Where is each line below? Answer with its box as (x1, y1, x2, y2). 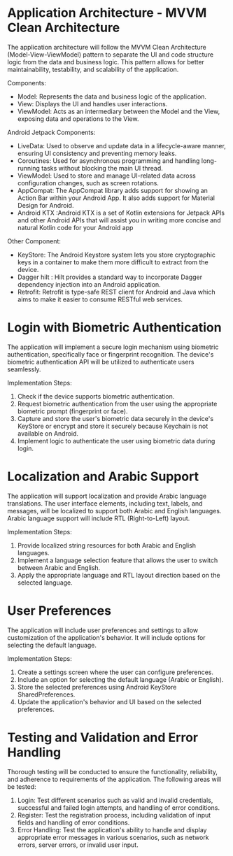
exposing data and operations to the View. (17, 114, 139, 123)
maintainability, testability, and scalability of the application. (7, 65, 179, 73)
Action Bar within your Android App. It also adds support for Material (17, 194, 216, 202)
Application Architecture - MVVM (7, 5, 207, 21)
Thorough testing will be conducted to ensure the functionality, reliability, (7, 767, 218, 776)
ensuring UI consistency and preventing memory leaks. (17, 149, 177, 157)
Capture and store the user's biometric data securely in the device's (17, 414, 214, 422)
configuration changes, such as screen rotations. (17, 178, 160, 187)
